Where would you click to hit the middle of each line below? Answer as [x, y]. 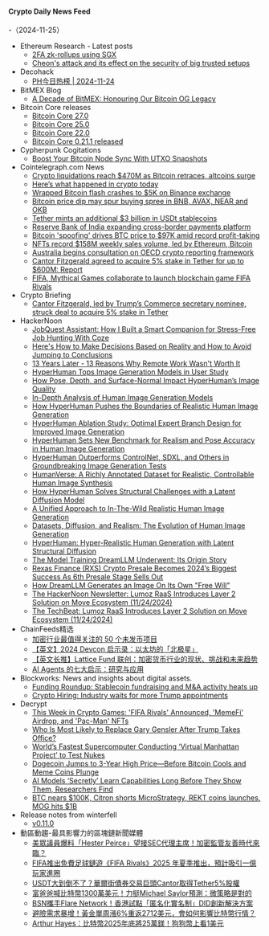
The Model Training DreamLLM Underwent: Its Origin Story [129, 560]
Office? [44, 738]
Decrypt [33, 704]
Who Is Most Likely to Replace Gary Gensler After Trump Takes [136, 730]
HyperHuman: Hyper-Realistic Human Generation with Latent [133, 543]
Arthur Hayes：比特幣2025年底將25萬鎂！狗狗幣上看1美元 [128, 923]
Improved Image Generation [78, 432]
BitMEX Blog [41, 90]
